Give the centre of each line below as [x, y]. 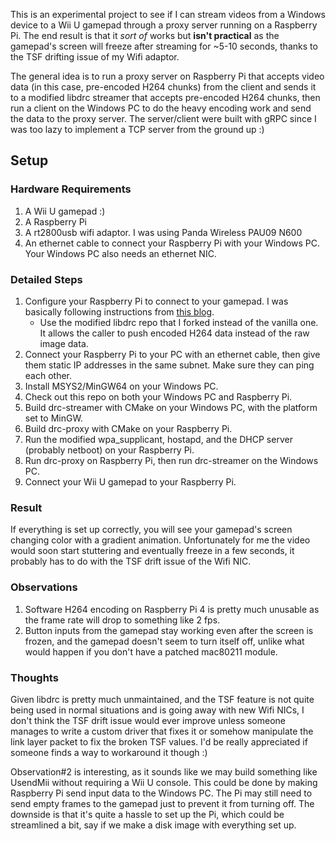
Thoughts [34, 677]
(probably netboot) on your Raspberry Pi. [109, 450]
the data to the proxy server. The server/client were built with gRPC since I [163, 118]
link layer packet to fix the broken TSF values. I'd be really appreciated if [159, 741]
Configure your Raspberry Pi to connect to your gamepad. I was [156, 301]
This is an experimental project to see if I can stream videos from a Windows [168, 14]
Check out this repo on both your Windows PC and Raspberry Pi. [158, 396]
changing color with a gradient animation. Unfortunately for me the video [160, 540]
